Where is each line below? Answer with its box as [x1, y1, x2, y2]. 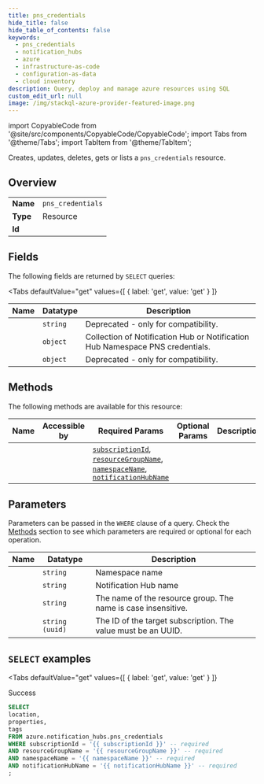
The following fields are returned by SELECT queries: [8, 271, 175, 280]
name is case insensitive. [95, 603, 189, 614]
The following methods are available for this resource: [8, 401, 183, 411]
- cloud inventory [15, 77, 76, 85]
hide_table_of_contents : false [8, 26, 111, 34]
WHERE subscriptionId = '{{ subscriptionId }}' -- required [8, 740, 210, 748]
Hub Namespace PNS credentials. [85, 341, 211, 352]
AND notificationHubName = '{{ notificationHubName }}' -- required [8, 762, 237, 770]
